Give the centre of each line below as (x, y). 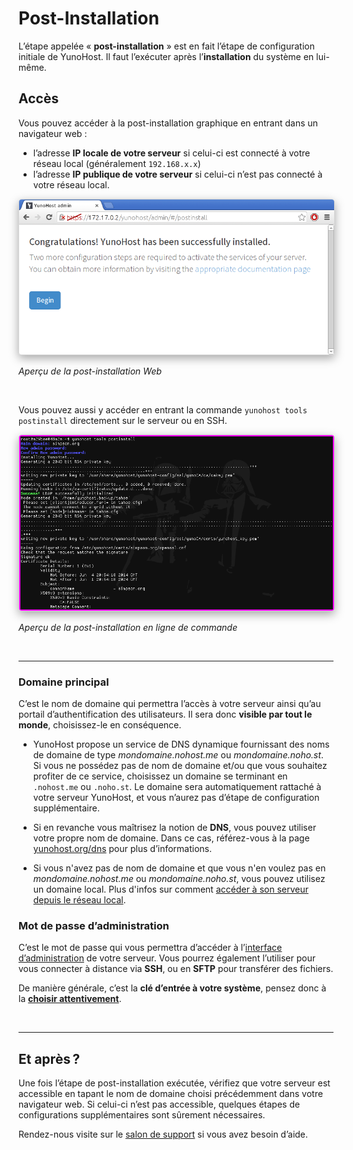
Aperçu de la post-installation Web (90, 371)
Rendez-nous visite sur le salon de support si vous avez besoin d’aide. (163, 1134)
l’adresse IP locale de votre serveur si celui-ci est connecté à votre (171, 153)
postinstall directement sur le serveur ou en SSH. (123, 421)
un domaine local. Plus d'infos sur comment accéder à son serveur (170, 889)
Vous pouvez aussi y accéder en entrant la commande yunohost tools (163, 410)
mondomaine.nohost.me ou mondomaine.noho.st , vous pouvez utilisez (179, 879)
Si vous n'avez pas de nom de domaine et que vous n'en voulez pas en (179, 868)
